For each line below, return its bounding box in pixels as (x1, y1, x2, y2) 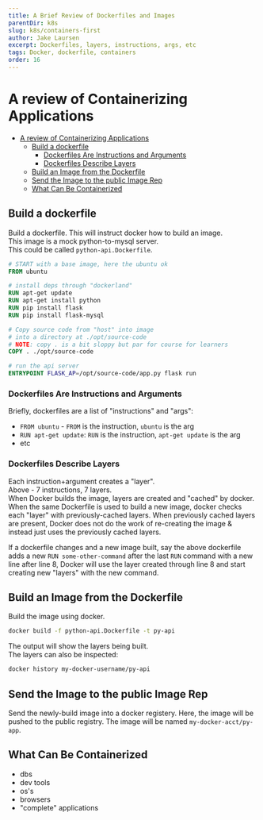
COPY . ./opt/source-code (8, 348, 93, 356)
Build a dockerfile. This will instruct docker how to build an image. (8, 228, 223, 237)
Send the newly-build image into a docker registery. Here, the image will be (8, 708, 254, 718)
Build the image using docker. (8, 612, 105, 622)
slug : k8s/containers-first (8, 26, 101, 34)
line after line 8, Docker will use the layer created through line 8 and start (8, 559, 246, 568)
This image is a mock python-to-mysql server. (8, 236, 159, 246)
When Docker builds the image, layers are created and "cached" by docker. (8, 493, 255, 502)
